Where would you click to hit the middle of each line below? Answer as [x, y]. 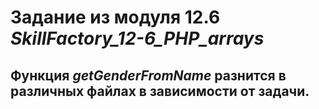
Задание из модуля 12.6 [115, 17]
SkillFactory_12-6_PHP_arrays [137, 38]
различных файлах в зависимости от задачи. [160, 91]
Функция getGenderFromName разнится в [148, 75]
